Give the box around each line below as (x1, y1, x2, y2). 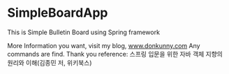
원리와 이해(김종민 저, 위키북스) (7, 58, 92, 67)
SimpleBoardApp (7, 5, 108, 21)
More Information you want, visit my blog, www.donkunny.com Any (7, 41, 200, 50)
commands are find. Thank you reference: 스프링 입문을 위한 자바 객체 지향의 (7, 50, 223, 58)
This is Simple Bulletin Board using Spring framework (7, 28, 161, 36)
